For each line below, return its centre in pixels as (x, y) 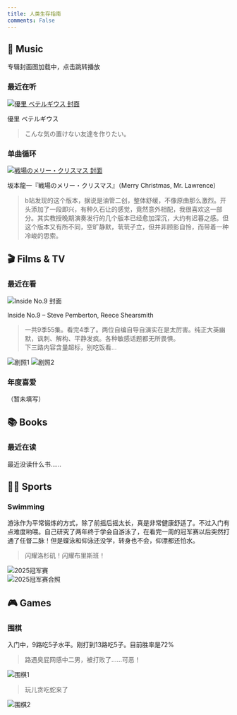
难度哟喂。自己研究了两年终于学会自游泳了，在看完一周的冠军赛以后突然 (118, 532)
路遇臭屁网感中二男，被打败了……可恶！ (83, 659)
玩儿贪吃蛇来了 (46, 690)
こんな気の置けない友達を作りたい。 (77, 133)
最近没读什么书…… (35, 464)
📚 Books (28, 422)
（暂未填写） (26, 399)
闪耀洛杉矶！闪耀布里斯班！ (65, 555)
